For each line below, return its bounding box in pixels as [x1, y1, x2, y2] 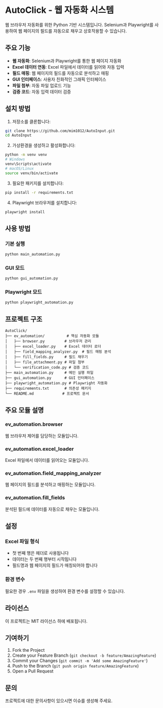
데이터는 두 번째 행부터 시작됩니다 [12, 556, 77, 562]
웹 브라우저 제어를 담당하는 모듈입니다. [5, 433, 79, 439]
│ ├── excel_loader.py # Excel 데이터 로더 [5, 344, 102, 349]
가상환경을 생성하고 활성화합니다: [12, 143, 76, 149]
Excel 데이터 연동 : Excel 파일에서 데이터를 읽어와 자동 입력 [12, 64, 124, 70]
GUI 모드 [5, 264, 25, 271]
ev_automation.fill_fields [5, 494, 65, 501]
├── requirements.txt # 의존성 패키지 [5, 386, 92, 391]
